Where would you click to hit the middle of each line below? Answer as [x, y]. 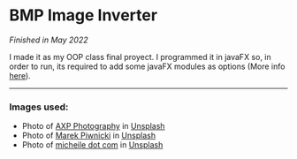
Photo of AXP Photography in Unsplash [93, 126]
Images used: [39, 107]
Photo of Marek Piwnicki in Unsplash [89, 136]
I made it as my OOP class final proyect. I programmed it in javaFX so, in [140, 57]
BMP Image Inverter [83, 15]
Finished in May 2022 [49, 40]
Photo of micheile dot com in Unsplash [92, 145]
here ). [20, 75]
